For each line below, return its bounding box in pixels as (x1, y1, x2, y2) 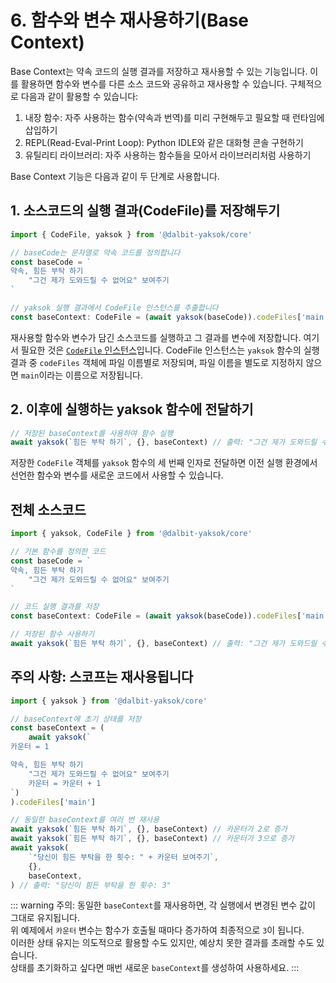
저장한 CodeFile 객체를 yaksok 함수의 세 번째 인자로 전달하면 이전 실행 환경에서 (10, 457, 318, 469)
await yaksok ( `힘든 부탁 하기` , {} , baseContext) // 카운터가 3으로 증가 (10, 834, 295, 844)
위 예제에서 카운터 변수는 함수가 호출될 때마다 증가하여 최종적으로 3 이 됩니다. (10, 924, 305, 936)
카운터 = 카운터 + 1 (28, 778, 102, 788)
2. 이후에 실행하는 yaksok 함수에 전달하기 (10, 401, 254, 418)
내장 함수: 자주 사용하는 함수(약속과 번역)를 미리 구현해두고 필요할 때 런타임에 (24, 111, 325, 123)
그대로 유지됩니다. (10, 912, 81, 924)
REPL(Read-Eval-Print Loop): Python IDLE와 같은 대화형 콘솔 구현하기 (24, 136, 304, 148)
